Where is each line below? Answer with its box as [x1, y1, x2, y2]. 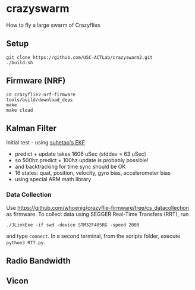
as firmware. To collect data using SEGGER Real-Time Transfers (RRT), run [6, 210, 189, 218]
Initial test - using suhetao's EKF [6, 139, 85, 146]
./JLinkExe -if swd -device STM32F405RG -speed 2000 [6, 222, 140, 228]
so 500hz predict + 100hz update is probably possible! [14, 157, 149, 164]
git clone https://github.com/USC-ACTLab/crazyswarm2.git [6, 54, 153, 61]
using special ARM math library [14, 176, 92, 183]
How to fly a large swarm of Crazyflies [6, 21, 100, 29]
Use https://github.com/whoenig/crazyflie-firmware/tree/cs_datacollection [6, 204, 189, 211]
